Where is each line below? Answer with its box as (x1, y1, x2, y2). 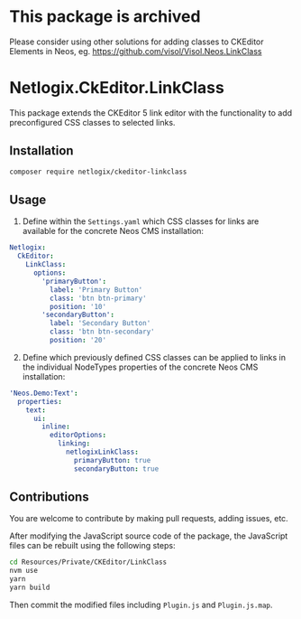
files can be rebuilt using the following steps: (9, 540, 176, 551)
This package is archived (9, 6, 201, 27)
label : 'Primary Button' (49, 285, 143, 295)
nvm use (9, 567, 39, 576)
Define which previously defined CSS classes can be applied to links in (22, 352, 287, 362)
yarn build (9, 583, 50, 593)
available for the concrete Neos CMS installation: (22, 226, 205, 237)
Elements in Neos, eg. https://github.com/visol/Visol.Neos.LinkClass (9, 45, 262, 56)
